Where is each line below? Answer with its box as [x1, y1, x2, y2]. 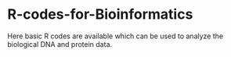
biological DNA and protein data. [7, 39, 113, 48]
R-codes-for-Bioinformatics [7, 5, 193, 23]
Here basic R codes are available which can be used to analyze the [7, 31, 224, 41]
